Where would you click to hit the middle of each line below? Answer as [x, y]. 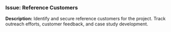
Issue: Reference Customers [42, 8]
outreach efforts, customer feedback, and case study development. [77, 24]
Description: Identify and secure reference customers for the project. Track [85, 19]
